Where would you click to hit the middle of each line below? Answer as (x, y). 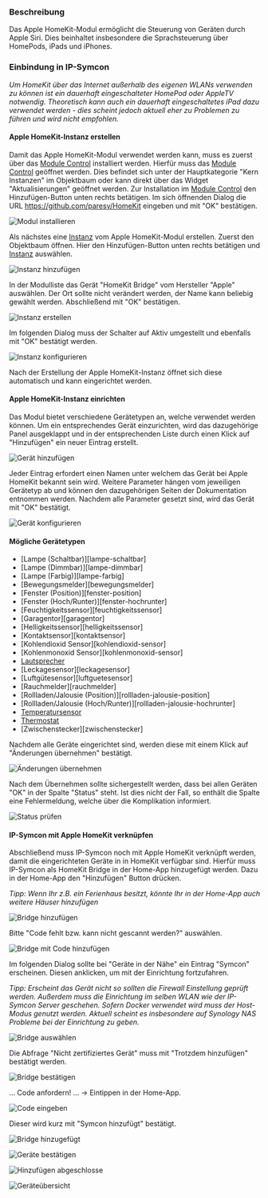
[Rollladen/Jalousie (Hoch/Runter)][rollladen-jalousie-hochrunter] (128, 703)
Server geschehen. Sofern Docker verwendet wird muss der (136, 1005)
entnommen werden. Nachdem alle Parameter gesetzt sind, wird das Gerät (132, 499)
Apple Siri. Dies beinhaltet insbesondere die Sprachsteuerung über (119, 38)
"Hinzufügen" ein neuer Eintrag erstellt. (74, 442)
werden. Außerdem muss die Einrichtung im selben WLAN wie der (117, 997)
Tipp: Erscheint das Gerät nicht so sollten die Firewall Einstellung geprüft (129, 988)
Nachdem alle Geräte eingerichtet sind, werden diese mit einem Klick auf (129, 745)
